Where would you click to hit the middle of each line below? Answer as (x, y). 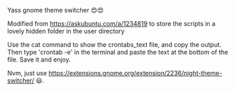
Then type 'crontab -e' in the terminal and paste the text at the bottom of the (118, 52)
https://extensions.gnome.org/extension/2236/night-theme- (135, 73)
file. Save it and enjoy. (39, 59)
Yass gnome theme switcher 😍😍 (55, 10)
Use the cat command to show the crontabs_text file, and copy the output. (115, 44)
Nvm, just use (27, 73)
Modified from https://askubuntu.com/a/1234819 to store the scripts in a (112, 23)
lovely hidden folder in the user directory (66, 31)
